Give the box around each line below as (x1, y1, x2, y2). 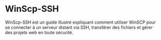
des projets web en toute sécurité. (5, 29, 74, 35)
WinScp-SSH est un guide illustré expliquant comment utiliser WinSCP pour (5, 19, 156, 25)
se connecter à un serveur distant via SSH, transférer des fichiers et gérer (5, 24, 153, 30)
